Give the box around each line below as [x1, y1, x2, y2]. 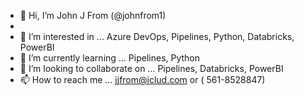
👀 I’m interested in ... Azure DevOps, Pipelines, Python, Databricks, [19, 31, 295, 42]
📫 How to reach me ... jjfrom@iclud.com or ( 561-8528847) [19, 74, 266, 85]
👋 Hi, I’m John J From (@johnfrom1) [19, 10, 167, 21]
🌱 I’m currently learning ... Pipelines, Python [19, 52, 201, 64]
